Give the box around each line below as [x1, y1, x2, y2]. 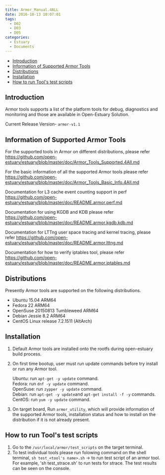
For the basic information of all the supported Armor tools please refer [5, 169, 149, 175]
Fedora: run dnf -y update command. [12, 380, 89, 387]
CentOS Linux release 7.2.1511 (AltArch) [12, 318, 93, 324]
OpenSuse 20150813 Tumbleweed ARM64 [12, 308, 99, 314]
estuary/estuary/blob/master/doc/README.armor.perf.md [5, 199, 122, 206]
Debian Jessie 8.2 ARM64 [12, 313, 66, 319]
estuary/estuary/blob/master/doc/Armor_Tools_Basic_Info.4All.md [5, 179, 140, 185]
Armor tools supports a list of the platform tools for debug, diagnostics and [5, 106, 158, 112]
